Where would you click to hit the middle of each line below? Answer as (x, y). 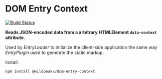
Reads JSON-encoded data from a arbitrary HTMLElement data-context (81, 32)
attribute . (15, 37)
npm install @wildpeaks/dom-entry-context (50, 71)
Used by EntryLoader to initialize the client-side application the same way (81, 47)
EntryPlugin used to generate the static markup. (55, 52)
